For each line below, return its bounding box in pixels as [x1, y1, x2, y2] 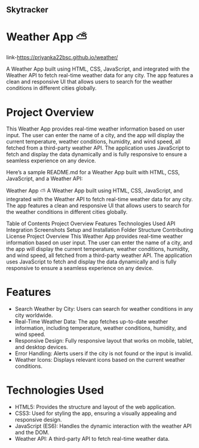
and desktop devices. [14, 344, 68, 351]
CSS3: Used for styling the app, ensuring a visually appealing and [14, 410, 177, 417]
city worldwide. [14, 311, 53, 319]
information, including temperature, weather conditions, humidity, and [14, 325, 187, 332]
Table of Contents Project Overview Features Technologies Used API [6, 220, 176, 227]
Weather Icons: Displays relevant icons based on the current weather [14, 356, 185, 364]
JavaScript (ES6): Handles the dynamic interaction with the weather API [14, 422, 192, 430]
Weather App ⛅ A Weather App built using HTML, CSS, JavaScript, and [6, 187, 183, 194]
